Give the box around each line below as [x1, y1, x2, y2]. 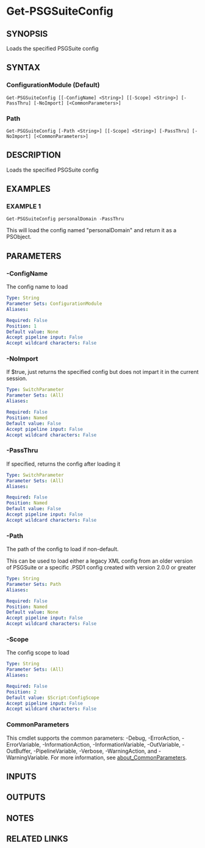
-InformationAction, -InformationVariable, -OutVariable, [42, 740, 181, 748]
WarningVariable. [6, 753, 50, 761]
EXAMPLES [6, 184, 51, 194]
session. [6, 375, 27, 382]
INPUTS [6, 772, 37, 782]
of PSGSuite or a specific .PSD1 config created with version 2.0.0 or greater [6, 564, 196, 571]
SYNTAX [6, 62, 41, 73]
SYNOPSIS [6, 29, 48, 39]
